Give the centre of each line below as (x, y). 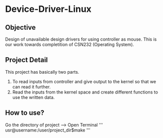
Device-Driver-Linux (48, 9)
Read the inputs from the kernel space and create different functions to (85, 92)
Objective (21, 27)
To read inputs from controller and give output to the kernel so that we (84, 81)
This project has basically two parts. (42, 72)
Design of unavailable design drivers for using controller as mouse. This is (81, 39)
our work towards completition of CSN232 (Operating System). (70, 45)
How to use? (25, 113)
